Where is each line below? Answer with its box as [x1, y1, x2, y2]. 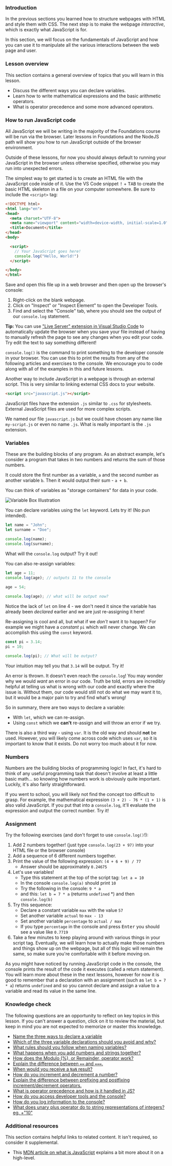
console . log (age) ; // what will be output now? [5, 594, 109, 599]
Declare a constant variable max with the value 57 [20, 907, 123, 913]
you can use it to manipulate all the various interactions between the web [5, 42, 160, 48]
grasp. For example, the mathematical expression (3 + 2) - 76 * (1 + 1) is [5, 796, 166, 803]
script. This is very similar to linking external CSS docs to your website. [5, 381, 155, 387]
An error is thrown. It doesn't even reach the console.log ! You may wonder [5, 672, 163, 679]
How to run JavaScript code [5, 116, 76, 124]
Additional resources [5, 1122, 59, 1129]
